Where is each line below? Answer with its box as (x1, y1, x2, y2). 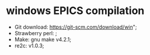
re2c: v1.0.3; (14, 42, 44, 49)
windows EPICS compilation (6, 4, 145, 18)
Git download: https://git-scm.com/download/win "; (14, 23, 137, 30)
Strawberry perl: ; (14, 29, 57, 36)
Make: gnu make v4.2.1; (14, 36, 72, 43)
